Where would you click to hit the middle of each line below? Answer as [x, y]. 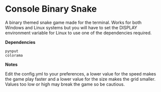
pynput [12, 51]
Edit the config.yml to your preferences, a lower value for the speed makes [80, 74]
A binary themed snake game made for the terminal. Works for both [73, 22]
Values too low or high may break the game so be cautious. [65, 84]
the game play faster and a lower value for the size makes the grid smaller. [80, 79]
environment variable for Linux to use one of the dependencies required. [79, 33]
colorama [14, 55]
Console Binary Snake [51, 9]
